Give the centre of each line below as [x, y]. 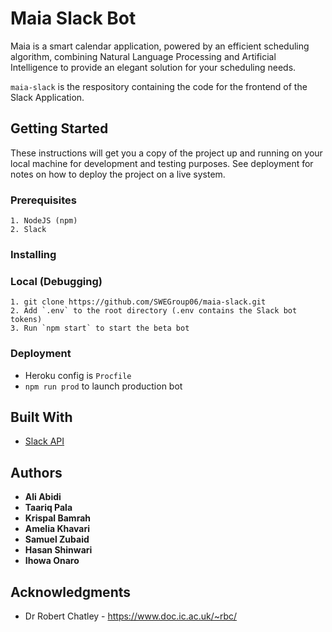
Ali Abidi [43, 497]
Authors [36, 472]
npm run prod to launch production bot [103, 386]
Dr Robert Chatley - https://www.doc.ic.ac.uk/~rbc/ [131, 616]
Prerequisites [43, 200]
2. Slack [28, 230]
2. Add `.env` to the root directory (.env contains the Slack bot [154, 311]
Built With [41, 417]
